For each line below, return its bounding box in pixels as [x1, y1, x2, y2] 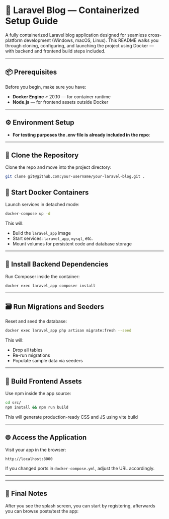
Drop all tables [12, 347, 43, 353]
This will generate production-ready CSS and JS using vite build [5, 414, 138, 420]
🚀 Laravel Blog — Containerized [5, 5, 139, 16]
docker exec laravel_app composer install [5, 283, 96, 288]
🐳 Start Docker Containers [5, 188, 89, 197]
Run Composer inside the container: [5, 273, 80, 279]
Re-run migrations [12, 352, 50, 358]
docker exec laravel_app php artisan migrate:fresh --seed [5, 328, 132, 333]
